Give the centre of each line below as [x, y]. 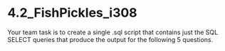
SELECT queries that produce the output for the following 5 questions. [110, 39]
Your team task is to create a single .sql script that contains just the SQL [113, 32]
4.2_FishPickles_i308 [72, 13]
